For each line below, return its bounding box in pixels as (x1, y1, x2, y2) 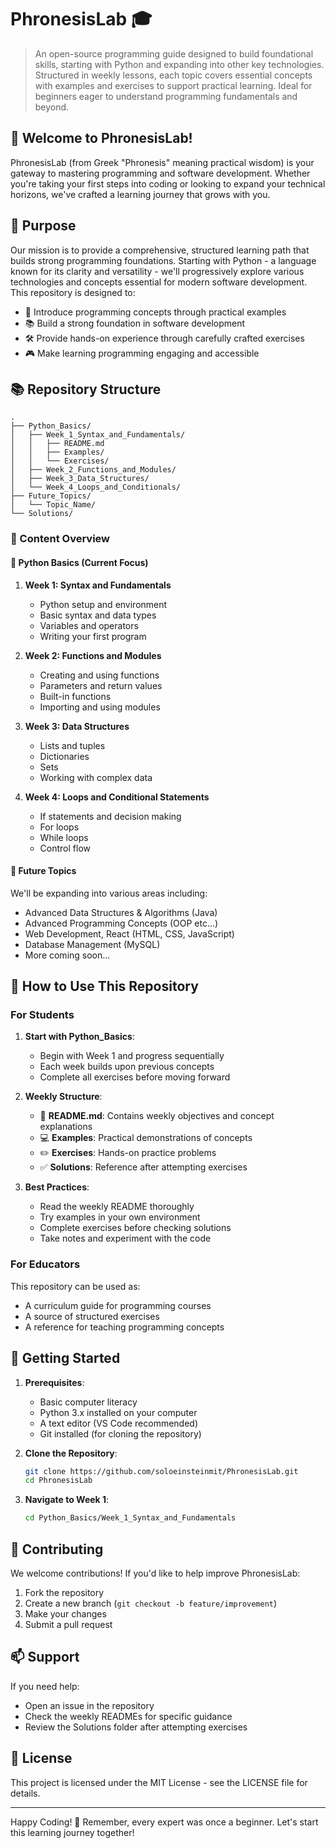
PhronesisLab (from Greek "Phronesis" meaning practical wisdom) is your (10, 156, 315, 168)
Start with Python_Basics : (24, 1031, 135, 1043)
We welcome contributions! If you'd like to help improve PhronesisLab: (10, 1567, 301, 1579)
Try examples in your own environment (39, 1211, 201, 1223)
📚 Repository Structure (10, 381, 162, 398)
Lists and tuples (39, 739, 106, 751)
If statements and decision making (39, 810, 182, 822)
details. (10, 1787, 41, 1799)
